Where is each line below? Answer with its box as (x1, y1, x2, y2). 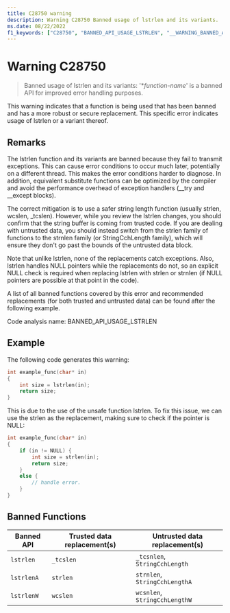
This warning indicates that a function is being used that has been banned (7, 102, 216, 111)
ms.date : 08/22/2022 (7, 23, 66, 30)
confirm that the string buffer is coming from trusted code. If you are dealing (7, 219, 222, 227)
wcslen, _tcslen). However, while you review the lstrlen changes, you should (7, 212, 222, 220)
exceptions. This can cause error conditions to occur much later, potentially (7, 162, 220, 170)
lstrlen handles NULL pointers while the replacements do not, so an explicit (7, 262, 218, 270)
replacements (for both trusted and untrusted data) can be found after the (7, 297, 216, 305)
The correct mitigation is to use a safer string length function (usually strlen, (7, 205, 222, 213)
